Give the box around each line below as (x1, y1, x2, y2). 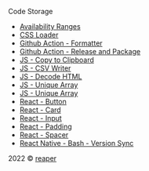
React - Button (19, 97, 67, 106)
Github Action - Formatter (19, 38, 104, 48)
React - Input (19, 114, 63, 122)
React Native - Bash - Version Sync (19, 139, 134, 147)
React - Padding (19, 122, 72, 131)
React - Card (19, 105, 61, 115)
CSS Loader (19, 31, 59, 39)
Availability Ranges (19, 22, 81, 31)
